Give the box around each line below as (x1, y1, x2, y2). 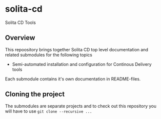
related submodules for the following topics (5, 52, 93, 58)
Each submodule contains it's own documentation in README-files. (5, 76, 141, 81)
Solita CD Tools (5, 20, 36, 25)
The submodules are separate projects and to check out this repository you (5, 103, 157, 109)
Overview (5, 34, 36, 42)
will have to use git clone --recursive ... (5, 108, 92, 114)
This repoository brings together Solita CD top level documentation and (5, 46, 149, 52)
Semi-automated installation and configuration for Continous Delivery (12, 61, 152, 67)
